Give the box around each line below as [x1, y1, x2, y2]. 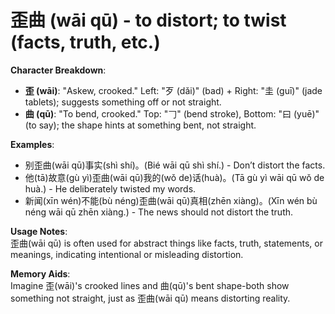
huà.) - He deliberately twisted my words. [24, 182, 197, 195]
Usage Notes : [10, 225, 68, 237]
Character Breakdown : [10, 64, 107, 76]
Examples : [10, 138, 55, 150]
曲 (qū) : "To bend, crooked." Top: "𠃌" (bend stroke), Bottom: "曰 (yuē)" [24, 107, 320, 120]
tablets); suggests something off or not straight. [24, 96, 222, 108]
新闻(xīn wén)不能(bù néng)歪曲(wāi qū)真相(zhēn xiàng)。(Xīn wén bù [24, 194, 318, 206]
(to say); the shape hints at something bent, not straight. [24, 119, 257, 131]
